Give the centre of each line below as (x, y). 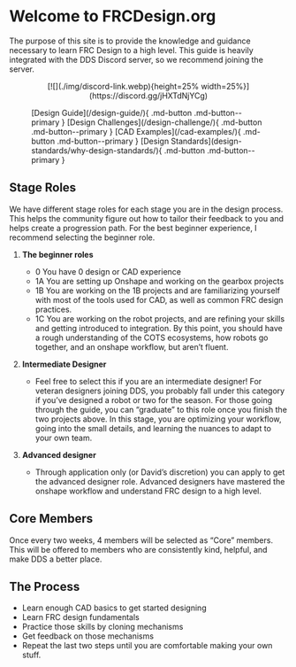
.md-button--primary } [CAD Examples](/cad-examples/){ (136, 131)
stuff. (31, 655)
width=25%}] (225, 86)
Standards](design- (206, 141)
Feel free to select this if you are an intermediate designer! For (148, 381)
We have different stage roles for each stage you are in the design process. (146, 209)
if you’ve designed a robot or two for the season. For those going (153, 399)
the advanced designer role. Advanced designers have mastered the (160, 481)
